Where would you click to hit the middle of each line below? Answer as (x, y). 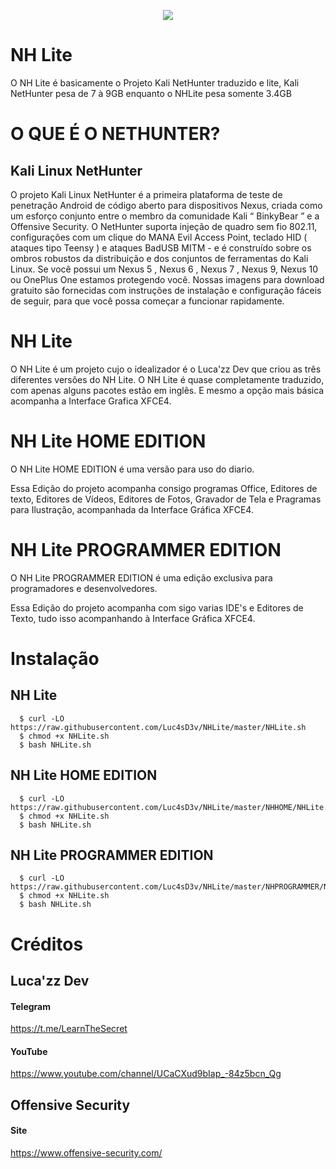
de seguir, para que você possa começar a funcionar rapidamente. (147, 301)
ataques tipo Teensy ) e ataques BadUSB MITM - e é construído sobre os (161, 247)
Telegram (30, 1006)
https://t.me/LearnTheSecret (69, 1029)
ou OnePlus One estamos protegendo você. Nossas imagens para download (167, 279)
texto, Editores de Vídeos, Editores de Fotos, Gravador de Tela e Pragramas (166, 499)
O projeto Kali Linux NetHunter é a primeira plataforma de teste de (146, 194)
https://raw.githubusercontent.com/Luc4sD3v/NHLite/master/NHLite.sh (158, 727)
